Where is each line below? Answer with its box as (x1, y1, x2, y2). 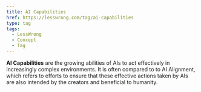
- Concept (12, 37, 36, 43)
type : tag (6, 20, 31, 26)
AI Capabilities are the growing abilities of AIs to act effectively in (6, 59, 170, 67)
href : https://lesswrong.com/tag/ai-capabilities (6, 15, 134, 21)
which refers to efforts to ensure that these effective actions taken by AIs (6, 72, 189, 79)
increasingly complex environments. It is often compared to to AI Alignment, (6, 65, 196, 73)
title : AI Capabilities (6, 8, 67, 15)
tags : (6, 25, 20, 32)
